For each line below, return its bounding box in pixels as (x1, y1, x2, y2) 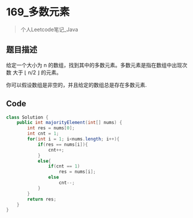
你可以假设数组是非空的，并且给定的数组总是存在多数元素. (6, 81, 147, 88)
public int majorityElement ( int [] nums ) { (16, 120, 122, 126)
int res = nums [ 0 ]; (27, 125, 75, 131)
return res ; (27, 196, 57, 202)
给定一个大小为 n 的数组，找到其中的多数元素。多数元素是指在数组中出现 (6, 61, 182, 68)
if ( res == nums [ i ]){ (37, 142, 88, 147)
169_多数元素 (6, 5, 70, 19)
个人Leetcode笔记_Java (20, 26, 78, 33)
